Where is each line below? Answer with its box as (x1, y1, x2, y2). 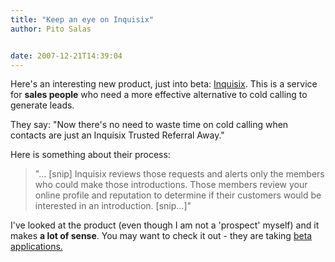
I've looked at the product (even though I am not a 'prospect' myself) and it (10, 219, 320, 231)
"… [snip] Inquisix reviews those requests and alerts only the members (34, 168, 325, 180)
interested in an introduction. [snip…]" (34, 200, 192, 212)
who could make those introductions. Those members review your (34, 179, 308, 191)
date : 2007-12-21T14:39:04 (10, 51, 123, 61)
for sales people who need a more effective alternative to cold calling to (10, 89, 308, 101)
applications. (10, 241, 63, 253)
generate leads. (10, 99, 75, 111)
